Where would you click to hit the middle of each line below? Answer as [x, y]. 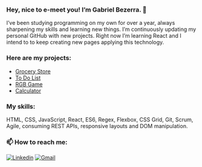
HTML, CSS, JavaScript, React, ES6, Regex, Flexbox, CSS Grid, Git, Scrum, [100, 119]
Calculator [28, 90]
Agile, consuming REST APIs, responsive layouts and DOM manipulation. [97, 126]
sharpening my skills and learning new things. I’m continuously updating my [101, 29]
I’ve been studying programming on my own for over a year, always [91, 23]
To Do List [28, 78]
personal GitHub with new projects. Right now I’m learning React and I [94, 36]
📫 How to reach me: [37, 142]
